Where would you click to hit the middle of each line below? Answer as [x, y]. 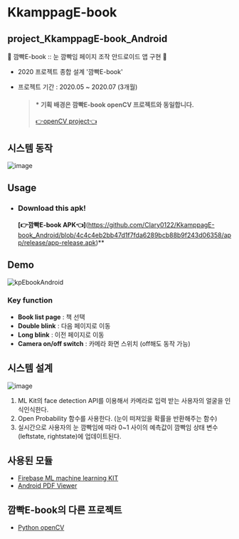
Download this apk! [52, 209]
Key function [30, 300]
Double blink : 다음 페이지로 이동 [64, 325]
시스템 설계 [30, 368]
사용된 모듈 [30, 461]
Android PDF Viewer [47, 486]
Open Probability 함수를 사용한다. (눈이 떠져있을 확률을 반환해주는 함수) [117, 418]
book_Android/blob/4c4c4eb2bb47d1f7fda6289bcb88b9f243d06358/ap [124, 235]
